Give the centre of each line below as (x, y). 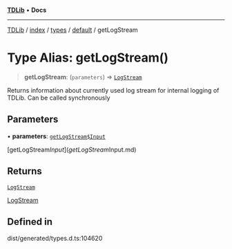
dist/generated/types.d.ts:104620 (55, 239)
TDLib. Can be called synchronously (59, 98)
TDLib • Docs (27, 10)
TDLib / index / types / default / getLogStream (72, 30)
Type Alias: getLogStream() (88, 58)
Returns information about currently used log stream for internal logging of (113, 90)
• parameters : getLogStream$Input (56, 136)
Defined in (30, 222)
